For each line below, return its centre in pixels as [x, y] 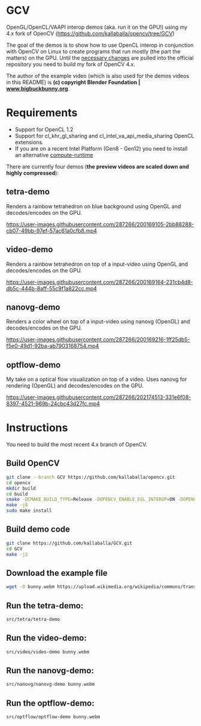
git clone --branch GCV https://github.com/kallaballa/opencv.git [91, 477]
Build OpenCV [33, 463]
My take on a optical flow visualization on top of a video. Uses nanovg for [97, 379]
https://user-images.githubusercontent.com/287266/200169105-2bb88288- [100, 224]
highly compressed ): [32, 173]
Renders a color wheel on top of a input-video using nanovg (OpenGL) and [98, 322]
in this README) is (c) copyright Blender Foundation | [73, 82]
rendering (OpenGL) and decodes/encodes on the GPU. [75, 386]
